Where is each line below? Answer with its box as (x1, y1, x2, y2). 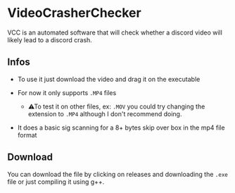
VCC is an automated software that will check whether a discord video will (7, 28, 223, 37)
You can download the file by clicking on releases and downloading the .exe (7, 170, 229, 178)
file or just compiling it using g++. (7, 178, 105, 186)
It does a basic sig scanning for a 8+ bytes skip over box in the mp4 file (17, 123, 225, 132)
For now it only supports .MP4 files (17, 88, 117, 96)
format (17, 130, 37, 139)
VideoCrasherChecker (7, 5, 142, 21)
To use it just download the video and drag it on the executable (17, 75, 201, 83)
